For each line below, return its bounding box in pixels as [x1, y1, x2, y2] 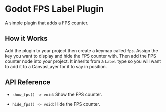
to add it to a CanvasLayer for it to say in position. [5, 63, 107, 69]
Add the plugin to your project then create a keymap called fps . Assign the [5, 47, 158, 53]
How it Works [5, 34, 48, 43]
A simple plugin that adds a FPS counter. [5, 20, 89, 26]
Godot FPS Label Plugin [5, 3, 104, 15]
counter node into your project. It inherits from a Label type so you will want [5, 58, 161, 64]
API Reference [5, 78, 51, 87]
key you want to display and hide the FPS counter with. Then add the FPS [5, 53, 156, 59]
